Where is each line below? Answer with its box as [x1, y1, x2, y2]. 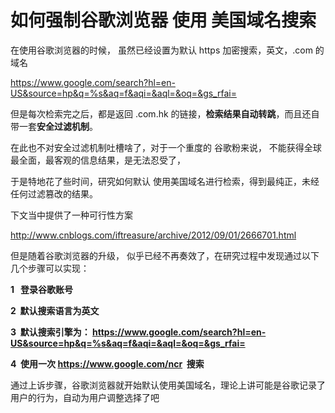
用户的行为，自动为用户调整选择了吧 [10, 391, 160, 403]
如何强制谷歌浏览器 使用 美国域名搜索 [10, 9, 317, 32]
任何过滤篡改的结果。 [10, 187, 98, 200]
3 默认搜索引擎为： [10, 326, 91, 338]
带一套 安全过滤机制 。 [10, 120, 98, 132]
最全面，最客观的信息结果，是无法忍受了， [10, 154, 186, 166]
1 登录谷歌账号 [10, 283, 73, 295]
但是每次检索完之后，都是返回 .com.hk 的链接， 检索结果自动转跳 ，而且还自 [10, 107, 320, 120]
